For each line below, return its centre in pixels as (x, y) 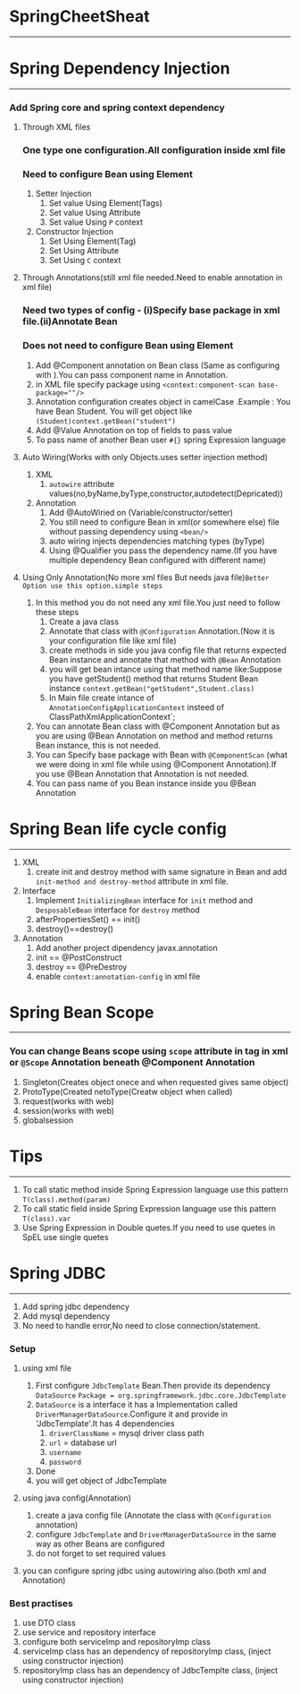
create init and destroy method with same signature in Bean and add (161, 871)
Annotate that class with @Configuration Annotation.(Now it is (162, 631)
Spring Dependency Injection (120, 68)
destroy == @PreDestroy (81, 967)
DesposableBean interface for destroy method (118, 910)
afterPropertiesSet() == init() (88, 919)
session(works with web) (68, 1110)
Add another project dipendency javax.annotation (126, 947)
